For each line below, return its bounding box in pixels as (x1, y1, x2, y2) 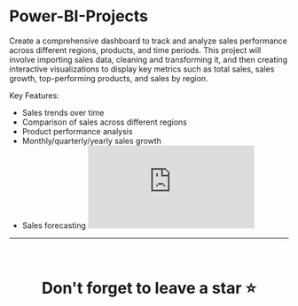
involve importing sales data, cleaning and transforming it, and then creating (9, 54, 288, 65)
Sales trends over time (21, 107, 105, 118)
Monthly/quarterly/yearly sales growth (21, 135, 162, 146)
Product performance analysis (21, 126, 133, 136)
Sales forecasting (21, 219, 87, 231)
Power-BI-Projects (9, 6, 149, 27)
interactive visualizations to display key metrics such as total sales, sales (9, 64, 275, 74)
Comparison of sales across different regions (21, 117, 188, 127)
